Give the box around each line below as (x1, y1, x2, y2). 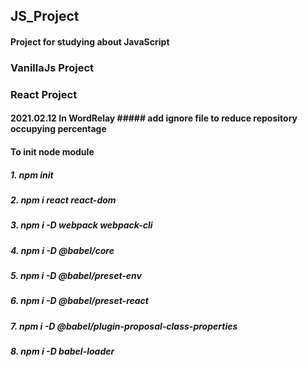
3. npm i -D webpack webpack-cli (10, 219, 153, 231)
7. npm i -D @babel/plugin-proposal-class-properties (10, 320, 238, 332)
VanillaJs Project (10, 60, 95, 74)
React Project (10, 87, 78, 101)
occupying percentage (10, 123, 107, 135)
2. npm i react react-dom (10, 194, 117, 206)
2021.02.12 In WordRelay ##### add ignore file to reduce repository (10, 112, 298, 124)
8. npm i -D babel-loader (10, 345, 115, 358)
